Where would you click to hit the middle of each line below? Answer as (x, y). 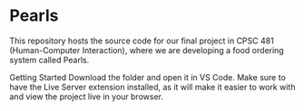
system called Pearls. (49, 60)
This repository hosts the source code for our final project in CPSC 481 (142, 41)
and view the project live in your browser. (86, 97)
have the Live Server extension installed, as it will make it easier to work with (152, 87)
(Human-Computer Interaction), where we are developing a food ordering (147, 50)
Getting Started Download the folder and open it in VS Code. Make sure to (147, 77)
